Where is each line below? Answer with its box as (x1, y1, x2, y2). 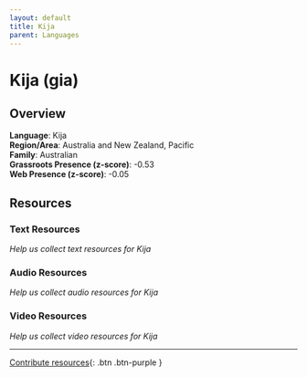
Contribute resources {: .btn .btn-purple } (9, 357, 163, 368)
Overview (9, 106, 67, 121)
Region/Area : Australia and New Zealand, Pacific (9, 140, 195, 151)
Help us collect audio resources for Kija (9, 287, 158, 298)
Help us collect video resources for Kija (9, 330, 158, 341)
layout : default (9, 13, 71, 23)
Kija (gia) (9, 69, 79, 90)
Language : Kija (9, 130, 67, 141)
